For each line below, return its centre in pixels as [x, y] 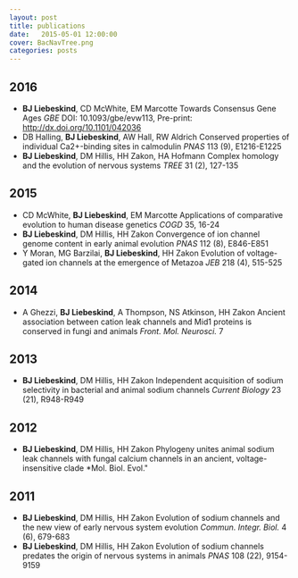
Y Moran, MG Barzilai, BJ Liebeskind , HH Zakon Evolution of [133, 253]
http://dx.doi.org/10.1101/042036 [82, 127]
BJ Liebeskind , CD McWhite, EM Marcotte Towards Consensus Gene [149, 108]
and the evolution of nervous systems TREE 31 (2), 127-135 [130, 165]
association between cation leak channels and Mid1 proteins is [137, 322]
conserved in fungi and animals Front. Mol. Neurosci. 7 [123, 331]
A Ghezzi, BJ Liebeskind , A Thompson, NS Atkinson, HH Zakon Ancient [153, 312]
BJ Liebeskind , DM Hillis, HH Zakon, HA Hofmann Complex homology [150, 155]
